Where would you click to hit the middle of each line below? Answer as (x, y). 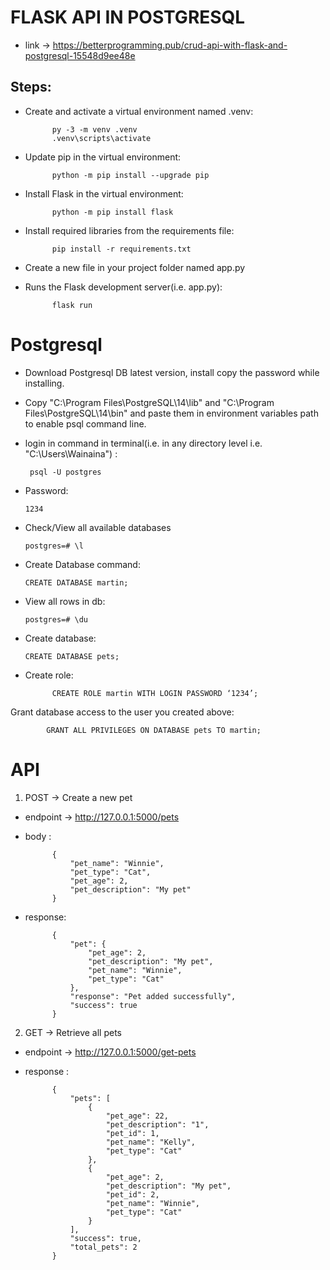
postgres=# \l (54, 546)
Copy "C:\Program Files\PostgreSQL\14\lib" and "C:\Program (149, 402)
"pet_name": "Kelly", (150, 1142)
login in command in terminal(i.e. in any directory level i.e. (143, 443)
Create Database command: (82, 564)
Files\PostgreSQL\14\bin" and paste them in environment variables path (171, 413)
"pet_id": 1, (132, 1133)
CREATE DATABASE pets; (72, 656)
